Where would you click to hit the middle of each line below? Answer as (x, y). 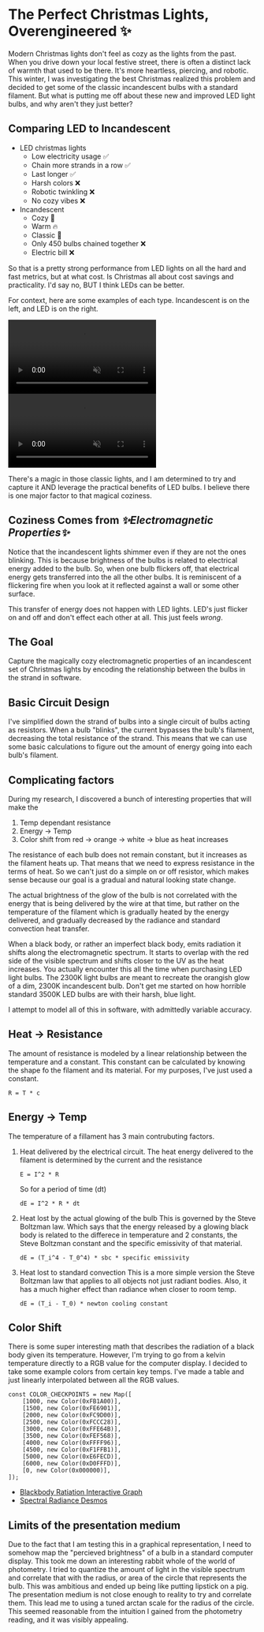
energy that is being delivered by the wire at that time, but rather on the (124, 904)
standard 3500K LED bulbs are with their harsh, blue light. (102, 994)
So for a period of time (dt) (63, 1188)
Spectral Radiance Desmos (63, 1500)
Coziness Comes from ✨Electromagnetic (111, 520)
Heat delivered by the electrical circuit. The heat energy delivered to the (136, 1151)
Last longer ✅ (54, 174)
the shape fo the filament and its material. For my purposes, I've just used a (130, 1070)
